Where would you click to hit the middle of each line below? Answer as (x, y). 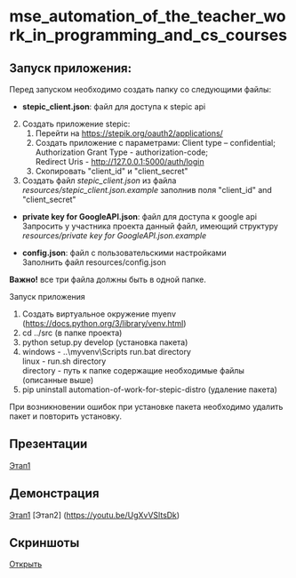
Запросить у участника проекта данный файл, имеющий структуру (150, 226)
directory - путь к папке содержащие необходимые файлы (133, 370)
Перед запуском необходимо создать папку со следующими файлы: (140, 89)
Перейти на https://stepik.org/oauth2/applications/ (129, 133)
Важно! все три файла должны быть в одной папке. (108, 279)
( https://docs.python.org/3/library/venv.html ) (104, 323)
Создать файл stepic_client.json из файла (99, 181)
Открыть (26, 564)
